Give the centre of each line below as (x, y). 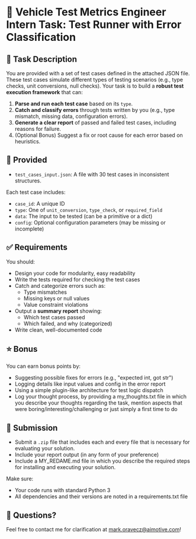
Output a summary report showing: (58, 311)
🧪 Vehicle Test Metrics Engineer (86, 12)
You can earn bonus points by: (44, 366)
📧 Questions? (31, 515)
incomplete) (29, 229)
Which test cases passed (54, 317)
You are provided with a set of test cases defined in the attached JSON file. (98, 73)
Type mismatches (45, 292)
